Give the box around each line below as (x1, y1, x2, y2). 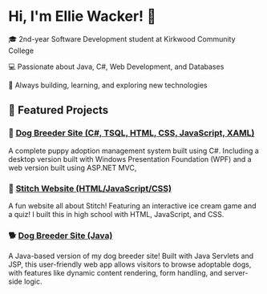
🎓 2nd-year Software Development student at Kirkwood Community (8, 34, 236, 43)
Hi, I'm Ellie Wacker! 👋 (8, 7, 156, 26)
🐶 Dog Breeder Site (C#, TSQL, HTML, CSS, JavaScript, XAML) (8, 127, 255, 139)
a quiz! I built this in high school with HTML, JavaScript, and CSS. (8, 209, 225, 219)
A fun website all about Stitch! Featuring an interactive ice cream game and (8, 200, 257, 211)
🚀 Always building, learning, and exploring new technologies (8, 80, 208, 90)
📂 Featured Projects (8, 103, 109, 117)
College (8, 46, 34, 55)
